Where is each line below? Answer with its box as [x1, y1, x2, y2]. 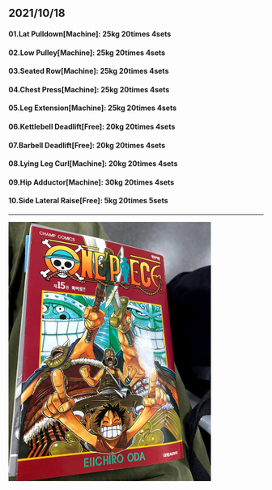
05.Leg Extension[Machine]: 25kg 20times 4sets [8, 103, 177, 113]
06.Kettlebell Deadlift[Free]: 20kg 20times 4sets [8, 121, 176, 131]
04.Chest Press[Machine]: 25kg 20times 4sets [8, 84, 170, 94]
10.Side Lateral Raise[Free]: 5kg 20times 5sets [8, 196, 168, 206]
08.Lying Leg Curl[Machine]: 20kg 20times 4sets [8, 159, 178, 168]
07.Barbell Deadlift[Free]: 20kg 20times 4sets [8, 140, 166, 150]
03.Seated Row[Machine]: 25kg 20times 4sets [8, 66, 169, 76]
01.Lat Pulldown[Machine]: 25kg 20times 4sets [8, 28, 172, 39]
